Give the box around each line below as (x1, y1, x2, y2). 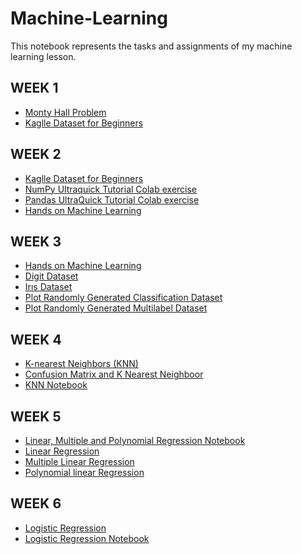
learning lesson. (10, 50, 77, 62)
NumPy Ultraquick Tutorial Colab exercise (24, 183, 198, 195)
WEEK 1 (10, 80, 59, 97)
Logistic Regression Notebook (24, 532, 150, 544)
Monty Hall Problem (24, 106, 107, 118)
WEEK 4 (10, 331, 62, 348)
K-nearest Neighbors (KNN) (24, 358, 139, 370)
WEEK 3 (10, 233, 62, 250)
